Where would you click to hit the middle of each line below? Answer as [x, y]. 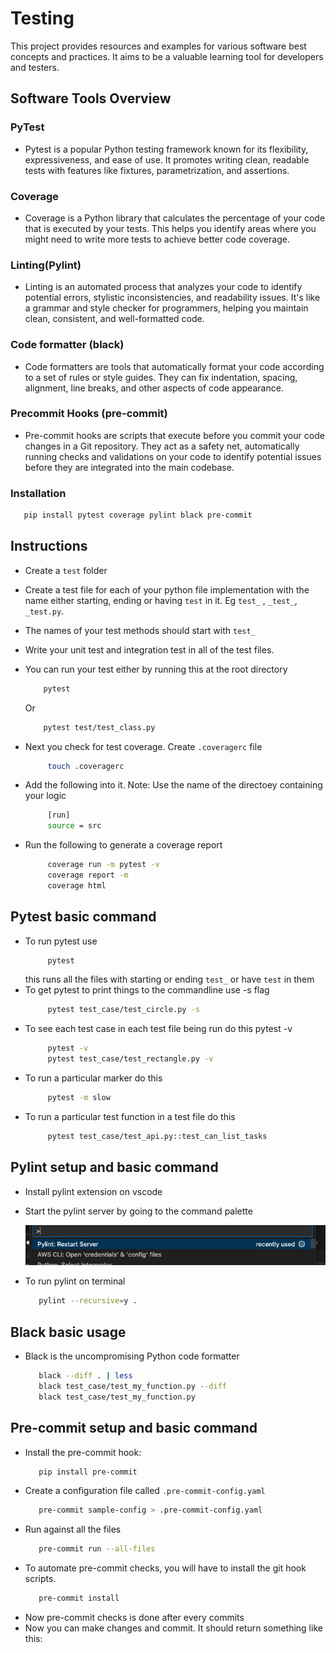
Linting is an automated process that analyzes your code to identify [163, 287]
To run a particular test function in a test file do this [130, 1116]
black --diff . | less [85, 1376]
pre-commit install [79, 1598]
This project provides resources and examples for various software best [158, 46]
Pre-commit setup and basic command [134, 1428]
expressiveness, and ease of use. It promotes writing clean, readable [167, 159]
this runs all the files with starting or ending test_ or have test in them [169, 979]
